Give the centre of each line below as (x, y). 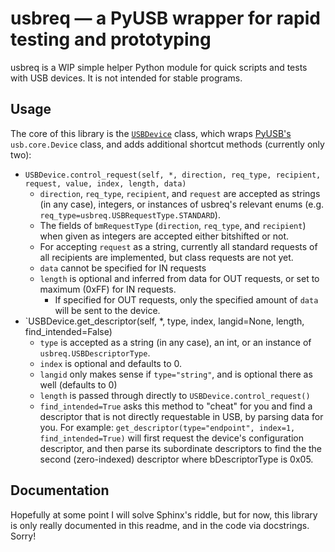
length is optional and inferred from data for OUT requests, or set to (179, 278)
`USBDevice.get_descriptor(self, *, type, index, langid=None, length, (164, 321)
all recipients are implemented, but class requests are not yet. (166, 257)
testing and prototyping (111, 39)
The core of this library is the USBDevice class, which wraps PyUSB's (151, 133)
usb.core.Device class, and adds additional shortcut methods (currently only (167, 144)
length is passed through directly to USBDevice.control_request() (175, 395)
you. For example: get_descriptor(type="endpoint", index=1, (167, 427)
